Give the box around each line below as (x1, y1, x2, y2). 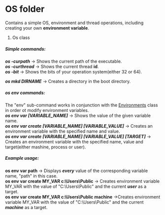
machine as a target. (5, 204, 48, 210)
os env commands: (5, 90, 45, 96)
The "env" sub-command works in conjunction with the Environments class (5, 102, 158, 108)
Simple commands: (5, 46, 46, 52)
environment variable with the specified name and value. (5, 128, 120, 134)
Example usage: (5, 155, 39, 161)
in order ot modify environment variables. (5, 107, 89, 113)
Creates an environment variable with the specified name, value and (5, 139, 144, 144)
